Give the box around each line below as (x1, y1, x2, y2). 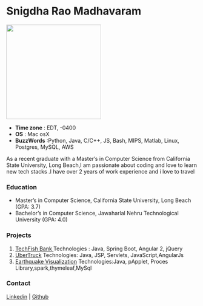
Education (6, 183, 38, 191)
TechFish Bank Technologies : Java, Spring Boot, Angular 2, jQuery (15, 245, 183, 252)
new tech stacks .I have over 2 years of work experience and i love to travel (6, 168, 195, 175)
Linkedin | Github (6, 293, 49, 300)
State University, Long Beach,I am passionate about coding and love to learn (6, 161, 198, 169)
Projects (6, 231, 32, 239)
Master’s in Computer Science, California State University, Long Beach (15, 197, 191, 204)
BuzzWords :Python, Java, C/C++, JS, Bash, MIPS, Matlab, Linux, (15, 137, 180, 144)
